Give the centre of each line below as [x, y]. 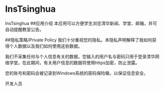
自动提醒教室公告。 [24, 29]
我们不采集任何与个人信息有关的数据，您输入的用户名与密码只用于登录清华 [80, 56]
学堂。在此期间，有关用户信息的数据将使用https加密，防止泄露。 [74, 62]
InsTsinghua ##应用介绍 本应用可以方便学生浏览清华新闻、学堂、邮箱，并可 [81, 23]
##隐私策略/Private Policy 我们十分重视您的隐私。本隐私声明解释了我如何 [79, 40]
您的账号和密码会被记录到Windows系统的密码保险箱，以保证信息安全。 [77, 73]
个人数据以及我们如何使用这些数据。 [46, 46]
